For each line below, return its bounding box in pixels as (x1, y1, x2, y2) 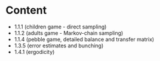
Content (5, 4, 47, 17)
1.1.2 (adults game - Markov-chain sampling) (14, 29, 124, 36)
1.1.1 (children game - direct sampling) (14, 23, 107, 30)
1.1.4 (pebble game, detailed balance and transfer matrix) (14, 36, 155, 43)
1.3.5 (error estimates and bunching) (14, 42, 104, 49)
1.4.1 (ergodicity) (14, 48, 55, 55)
